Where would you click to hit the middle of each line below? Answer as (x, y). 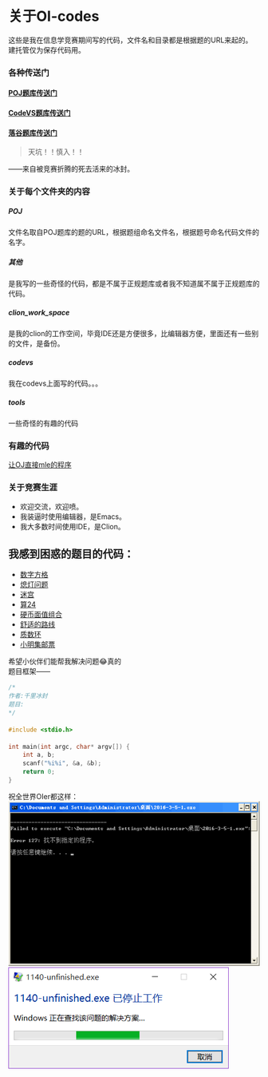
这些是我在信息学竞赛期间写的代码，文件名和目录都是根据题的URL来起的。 (130, 40)
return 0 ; (39, 772)
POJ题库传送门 (33, 93)
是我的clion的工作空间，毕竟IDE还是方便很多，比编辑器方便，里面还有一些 (130, 334)
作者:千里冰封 (28, 696)
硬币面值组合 (41, 615)
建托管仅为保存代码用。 (47, 49)
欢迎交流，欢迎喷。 (51, 506)
